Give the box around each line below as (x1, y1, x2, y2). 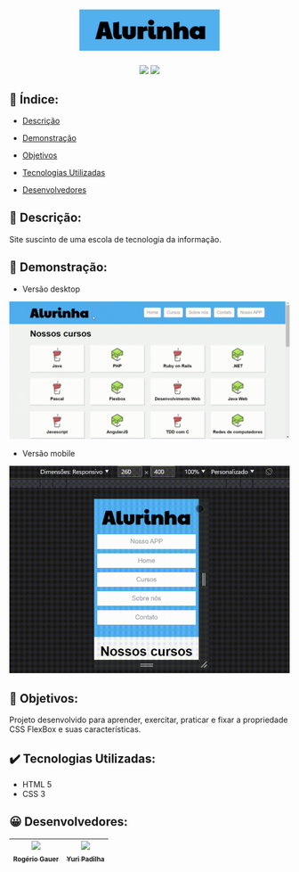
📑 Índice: (9, 92, 60, 107)
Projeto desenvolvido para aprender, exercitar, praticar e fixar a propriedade (9, 714, 288, 726)
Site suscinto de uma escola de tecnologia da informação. (9, 234, 222, 244)
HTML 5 (21, 779, 53, 790)
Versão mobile (21, 448, 76, 458)
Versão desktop (21, 284, 80, 294)
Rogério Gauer (12, 855, 60, 864)
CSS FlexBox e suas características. (9, 724, 141, 735)
